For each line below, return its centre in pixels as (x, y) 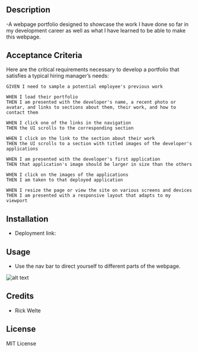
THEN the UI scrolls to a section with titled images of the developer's (99, 144)
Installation (27, 219)
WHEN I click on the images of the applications (67, 175)
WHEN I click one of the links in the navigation (69, 123)
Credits (20, 296)
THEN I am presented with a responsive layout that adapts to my (88, 196)
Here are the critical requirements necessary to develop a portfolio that (93, 69)
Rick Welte (28, 311)
